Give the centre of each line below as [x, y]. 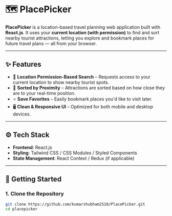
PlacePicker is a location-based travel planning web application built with [83, 27]
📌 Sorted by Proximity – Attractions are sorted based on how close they [89, 88]
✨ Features [23, 64]
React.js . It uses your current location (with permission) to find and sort [82, 32]
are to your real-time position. [44, 93]
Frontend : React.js [32, 147]
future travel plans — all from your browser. [51, 43]
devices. [22, 114]
